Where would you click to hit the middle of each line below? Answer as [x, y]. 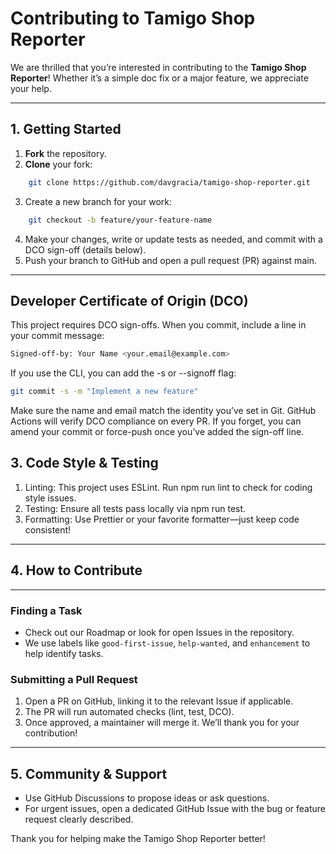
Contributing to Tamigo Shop [133, 18]
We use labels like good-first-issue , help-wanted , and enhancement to [167, 643]
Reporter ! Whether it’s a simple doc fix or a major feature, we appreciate [159, 78]
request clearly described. [79, 819]
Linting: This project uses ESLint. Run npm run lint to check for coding [168, 487]
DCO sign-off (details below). [85, 249]
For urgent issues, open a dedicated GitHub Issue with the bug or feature [175, 809]
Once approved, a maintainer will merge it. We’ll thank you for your [162, 723]
